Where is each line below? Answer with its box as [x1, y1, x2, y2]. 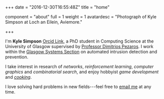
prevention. [5, 54, 29, 60]
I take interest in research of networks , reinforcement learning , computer [5, 64, 154, 69]
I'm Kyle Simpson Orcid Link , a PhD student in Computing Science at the [5, 38, 154, 44]
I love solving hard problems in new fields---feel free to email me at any [5, 84, 152, 90]
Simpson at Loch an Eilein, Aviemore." [5, 19, 83, 25]
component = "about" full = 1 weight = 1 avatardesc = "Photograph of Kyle [5, 14, 157, 19]
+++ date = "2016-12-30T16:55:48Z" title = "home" [5, 4, 110, 10]
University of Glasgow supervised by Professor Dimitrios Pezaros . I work [5, 44, 154, 49]
